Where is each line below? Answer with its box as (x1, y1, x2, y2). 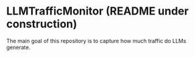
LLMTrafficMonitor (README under (6, 4, 189, 18)
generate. (6, 44, 30, 51)
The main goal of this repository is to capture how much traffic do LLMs (6, 37, 186, 44)
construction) (6, 17, 77, 31)
